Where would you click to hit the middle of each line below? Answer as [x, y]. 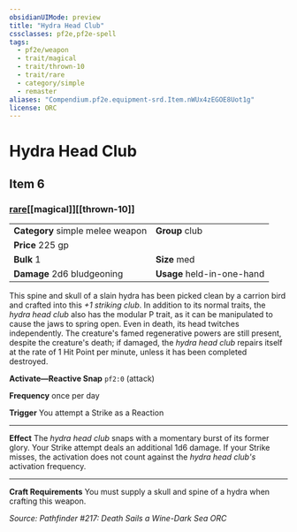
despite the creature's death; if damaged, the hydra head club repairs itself [146, 343]
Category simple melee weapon [80, 231]
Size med [175, 260]
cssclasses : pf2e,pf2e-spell [63, 34]
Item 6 [27, 183]
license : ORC [33, 108]
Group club [179, 231]
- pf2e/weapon [43, 50]
